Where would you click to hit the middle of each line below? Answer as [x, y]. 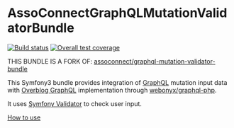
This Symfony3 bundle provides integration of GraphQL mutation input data [117, 82]
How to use [24, 117]
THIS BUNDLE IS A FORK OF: [50, 61]
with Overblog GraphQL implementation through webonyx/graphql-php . [112, 90]
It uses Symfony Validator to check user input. [74, 103]
